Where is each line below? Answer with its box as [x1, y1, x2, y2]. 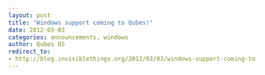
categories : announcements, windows [8, 33, 129, 41]
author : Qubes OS [8, 41, 65, 48]
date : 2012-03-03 [8, 26, 65, 34]
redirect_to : [8, 48, 51, 55]
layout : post [8, 11, 51, 20]
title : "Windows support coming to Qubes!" [8, 19, 154, 27]
